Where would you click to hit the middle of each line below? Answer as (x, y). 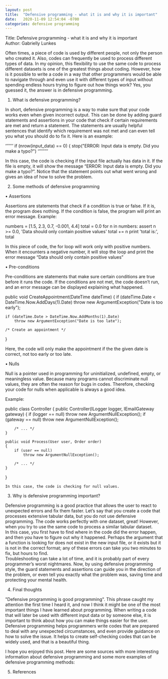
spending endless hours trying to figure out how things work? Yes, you (78, 85)
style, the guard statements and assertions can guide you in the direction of (83, 569)
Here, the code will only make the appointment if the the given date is (77, 349)
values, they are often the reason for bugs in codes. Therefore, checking (80, 384)
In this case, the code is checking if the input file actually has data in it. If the (84, 161)
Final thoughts (27, 590)
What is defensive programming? (46, 100)
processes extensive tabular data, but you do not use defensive (71, 516)
